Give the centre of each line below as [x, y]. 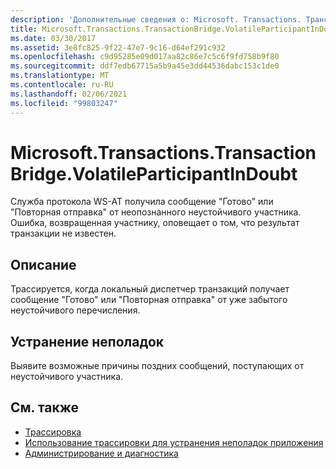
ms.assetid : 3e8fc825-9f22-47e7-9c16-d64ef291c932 [118, 47]
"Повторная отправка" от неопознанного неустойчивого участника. [156, 212]
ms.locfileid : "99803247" [64, 103]
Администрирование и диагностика [101, 453]
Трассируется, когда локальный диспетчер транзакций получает [150, 289]
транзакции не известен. [63, 233]
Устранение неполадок [87, 341]
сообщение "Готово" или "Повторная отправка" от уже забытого [149, 300]
